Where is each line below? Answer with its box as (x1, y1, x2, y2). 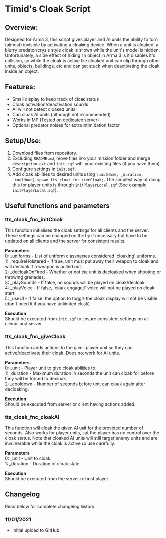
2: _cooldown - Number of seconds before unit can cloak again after (5, 381, 145, 387)
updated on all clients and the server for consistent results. (5, 238, 126, 244)
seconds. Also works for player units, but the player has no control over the (5, 430, 159, 436)
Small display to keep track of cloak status (12, 96, 99, 102)
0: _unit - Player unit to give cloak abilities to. (5, 365, 97, 371)
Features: (5, 83, 36, 91)
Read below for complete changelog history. (5, 503, 96, 509)
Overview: (5, 23, 38, 32)
